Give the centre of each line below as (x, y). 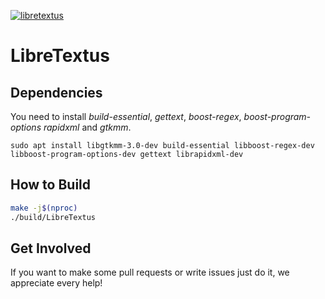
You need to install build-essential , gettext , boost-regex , (126, 116)
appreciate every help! (56, 283)
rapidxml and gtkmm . (87, 127)
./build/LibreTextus (53, 217)
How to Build (51, 185)
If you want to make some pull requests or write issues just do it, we (150, 272)
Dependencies (56, 92)
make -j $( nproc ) (44, 208)
